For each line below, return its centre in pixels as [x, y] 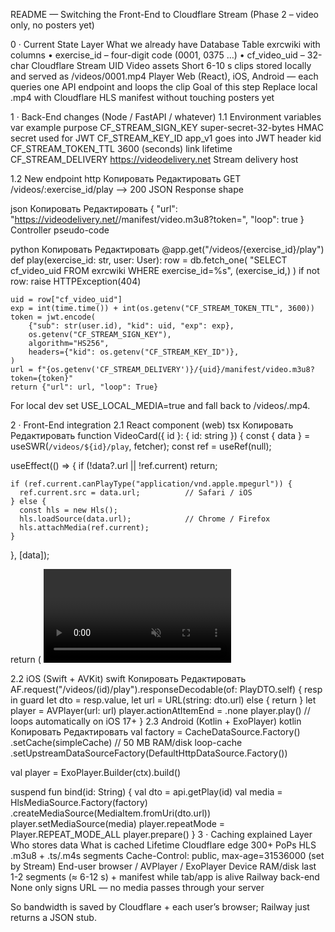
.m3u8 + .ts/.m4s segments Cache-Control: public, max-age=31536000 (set [167, 855]
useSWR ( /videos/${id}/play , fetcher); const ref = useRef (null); [141, 446]
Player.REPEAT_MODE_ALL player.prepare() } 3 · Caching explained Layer [161, 834]
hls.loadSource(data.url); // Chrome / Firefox [145, 519]
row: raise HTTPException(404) [76, 281]
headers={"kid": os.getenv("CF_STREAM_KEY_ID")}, [134, 352]
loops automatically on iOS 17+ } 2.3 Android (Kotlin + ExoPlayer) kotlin [156, 721]
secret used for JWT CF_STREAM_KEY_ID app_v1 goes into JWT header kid [166, 138]
